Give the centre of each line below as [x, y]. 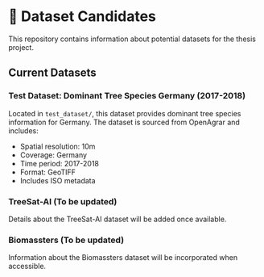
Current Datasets [52, 73]
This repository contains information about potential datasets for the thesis [132, 39]
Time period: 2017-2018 [59, 163]
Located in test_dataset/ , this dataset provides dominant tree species [125, 113]
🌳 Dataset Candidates [82, 17]
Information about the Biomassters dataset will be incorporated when [123, 258]
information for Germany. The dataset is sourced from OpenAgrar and [124, 122]
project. [21, 47]
